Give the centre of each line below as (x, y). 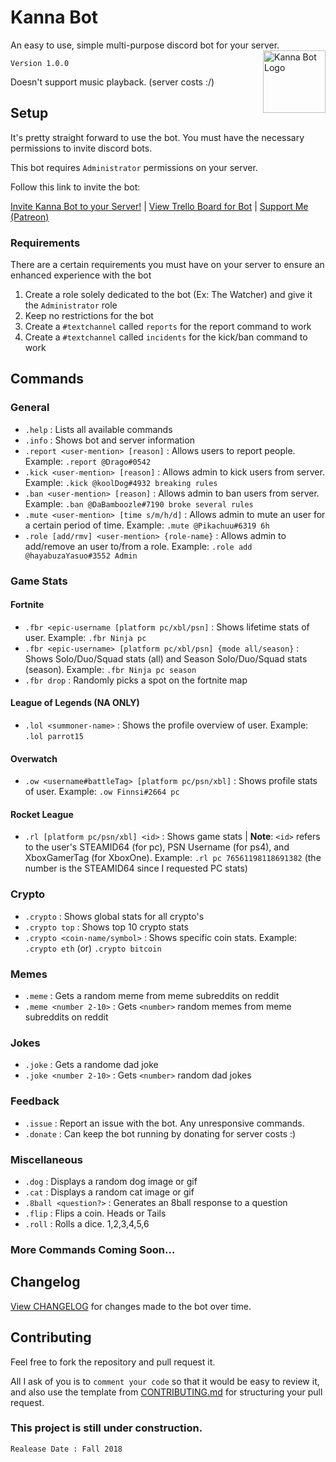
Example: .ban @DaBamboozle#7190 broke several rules (139, 503)
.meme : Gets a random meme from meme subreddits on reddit (152, 996)
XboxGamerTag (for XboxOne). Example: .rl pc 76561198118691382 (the (173, 858)
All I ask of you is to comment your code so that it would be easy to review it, (165, 1381)
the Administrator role (71, 305)
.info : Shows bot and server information (109, 440)
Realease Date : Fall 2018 (66, 1449)
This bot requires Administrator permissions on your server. (134, 167)
